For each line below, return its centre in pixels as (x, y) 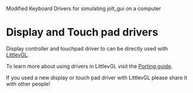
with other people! (28, 84)
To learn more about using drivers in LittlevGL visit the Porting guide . (89, 66)
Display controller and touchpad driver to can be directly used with (87, 48)
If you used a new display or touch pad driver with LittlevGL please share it (96, 77)
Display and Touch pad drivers (82, 32)
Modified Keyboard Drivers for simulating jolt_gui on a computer (84, 9)
